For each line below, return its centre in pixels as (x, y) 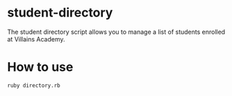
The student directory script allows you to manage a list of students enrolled (116, 32)
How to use (40, 67)
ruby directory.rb (34, 85)
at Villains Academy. (36, 39)
